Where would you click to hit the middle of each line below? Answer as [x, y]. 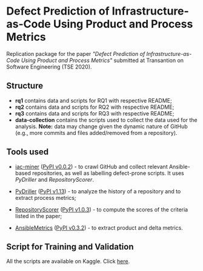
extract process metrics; [46, 197]
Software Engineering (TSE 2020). [49, 67]
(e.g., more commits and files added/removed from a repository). [96, 132]
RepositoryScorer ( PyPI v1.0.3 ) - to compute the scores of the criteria [101, 209]
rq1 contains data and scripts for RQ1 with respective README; [94, 100]
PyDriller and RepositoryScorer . [54, 179]
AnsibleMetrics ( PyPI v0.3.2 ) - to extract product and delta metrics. [99, 228]
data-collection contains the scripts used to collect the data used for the [106, 120]
